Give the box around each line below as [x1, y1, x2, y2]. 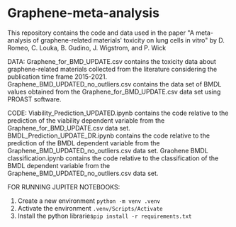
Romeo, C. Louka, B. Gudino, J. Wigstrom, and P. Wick [7, 43, 167, 52]
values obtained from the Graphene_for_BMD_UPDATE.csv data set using [7, 87, 221, 96]
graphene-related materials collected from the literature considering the [7, 65, 218, 73]
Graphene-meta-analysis [7, 5, 159, 21]
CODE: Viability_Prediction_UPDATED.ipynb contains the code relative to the [7, 109, 229, 117]
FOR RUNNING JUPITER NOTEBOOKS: [7, 182, 120, 191]
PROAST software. [7, 94, 62, 104]
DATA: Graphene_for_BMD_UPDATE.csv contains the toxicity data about [7, 57, 216, 65]
